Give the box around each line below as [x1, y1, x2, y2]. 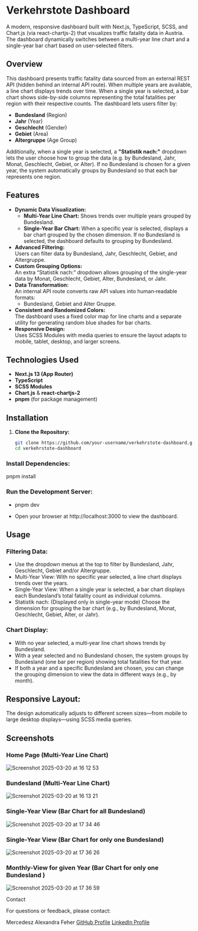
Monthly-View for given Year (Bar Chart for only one [6, 864, 159, 872]
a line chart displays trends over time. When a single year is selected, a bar [6, 87, 189, 95]
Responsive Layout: [6, 694, 81, 704]
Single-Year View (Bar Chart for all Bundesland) [6, 807, 146, 816]
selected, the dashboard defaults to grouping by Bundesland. [23, 237, 173, 244]
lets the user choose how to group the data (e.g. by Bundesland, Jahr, [6, 154, 176, 161]
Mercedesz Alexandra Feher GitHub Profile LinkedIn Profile [6, 919, 150, 926]
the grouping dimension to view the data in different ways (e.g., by [14, 670, 177, 677]
